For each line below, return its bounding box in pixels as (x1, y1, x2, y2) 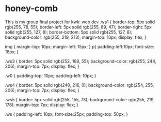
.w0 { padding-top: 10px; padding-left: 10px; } (5, 73, 97, 78)
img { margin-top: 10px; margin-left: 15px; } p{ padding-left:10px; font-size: (5, 44, 154, 49)
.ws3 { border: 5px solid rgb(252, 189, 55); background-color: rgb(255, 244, (5, 58, 157, 64)
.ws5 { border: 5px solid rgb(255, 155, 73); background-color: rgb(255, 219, (5, 96, 155, 102)
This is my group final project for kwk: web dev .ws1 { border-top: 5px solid (5, 19, 155, 25)
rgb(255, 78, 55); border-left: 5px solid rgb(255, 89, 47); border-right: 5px (5, 24, 152, 30)
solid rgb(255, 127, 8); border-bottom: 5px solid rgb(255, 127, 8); (5, 29, 132, 35)
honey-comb (5, 3, 58, 14)
